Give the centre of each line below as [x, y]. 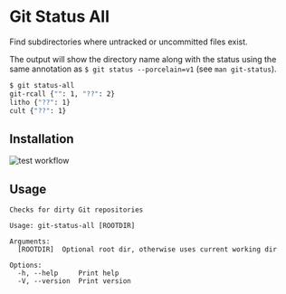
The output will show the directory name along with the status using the [143, 59]
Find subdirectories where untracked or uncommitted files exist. [129, 42]
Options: [26, 266]
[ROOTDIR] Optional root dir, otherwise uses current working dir [148, 250]
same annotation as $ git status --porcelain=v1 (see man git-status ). [143, 69]
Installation [42, 139]
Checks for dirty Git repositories [76, 210]
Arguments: [30, 242]
